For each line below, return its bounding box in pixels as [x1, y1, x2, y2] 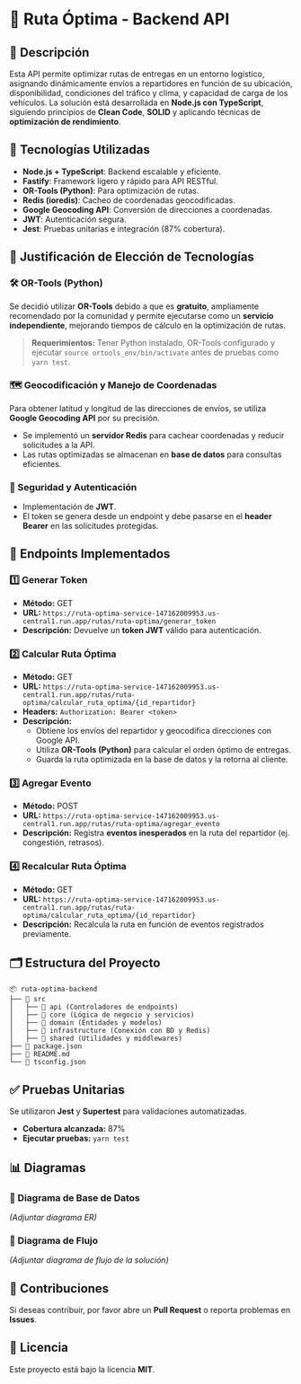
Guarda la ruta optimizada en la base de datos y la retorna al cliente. [35, 754, 288, 765]
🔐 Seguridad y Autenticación [9, 480, 137, 493]
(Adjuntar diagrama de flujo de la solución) [9, 1255, 169, 1265]
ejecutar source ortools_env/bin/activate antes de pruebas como [31, 347, 279, 357]
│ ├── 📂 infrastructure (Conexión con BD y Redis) [9, 1027, 211, 1036]
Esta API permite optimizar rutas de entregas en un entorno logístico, [9, 68, 265, 79]
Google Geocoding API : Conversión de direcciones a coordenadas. [22, 204, 272, 215]
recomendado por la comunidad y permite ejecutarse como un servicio [9, 310, 274, 321]
